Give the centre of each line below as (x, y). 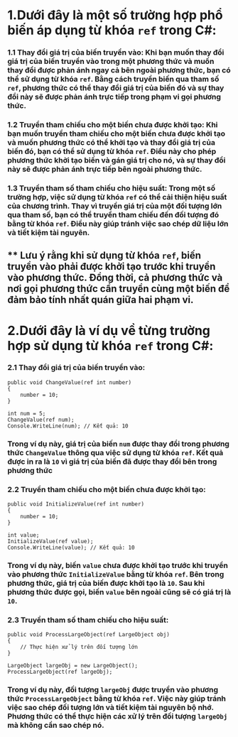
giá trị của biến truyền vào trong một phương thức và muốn (111, 62)
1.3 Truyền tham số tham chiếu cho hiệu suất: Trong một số (111, 188)
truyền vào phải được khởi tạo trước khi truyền (112, 267)
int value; (23, 535)
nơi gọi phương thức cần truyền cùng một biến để (119, 289)
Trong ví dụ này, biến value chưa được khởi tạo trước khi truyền (118, 565)
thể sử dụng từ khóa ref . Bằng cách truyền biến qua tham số (113, 80)
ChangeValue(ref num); (41, 420)
